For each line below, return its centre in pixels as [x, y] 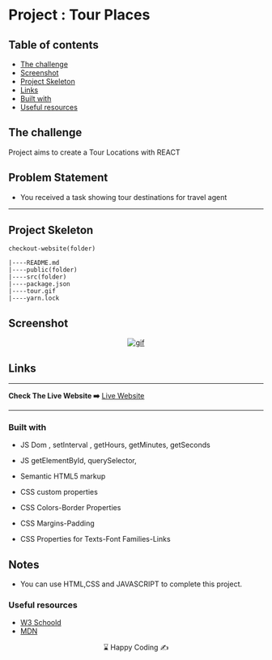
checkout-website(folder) [52, 249]
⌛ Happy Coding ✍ [136, 647]
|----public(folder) [43, 270]
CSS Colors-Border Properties [70, 508]
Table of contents [53, 45]
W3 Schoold [41, 623]
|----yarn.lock [34, 298]
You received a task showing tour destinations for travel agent [123, 197]
